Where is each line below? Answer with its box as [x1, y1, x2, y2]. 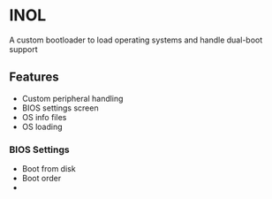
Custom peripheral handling [21, 93, 124, 103]
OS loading [21, 121, 64, 132]
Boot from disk [21, 164, 77, 174]
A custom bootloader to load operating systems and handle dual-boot [9, 34, 263, 45]
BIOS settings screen [21, 103, 99, 113]
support [9, 43, 38, 54]
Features [9, 70, 59, 85]
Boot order [21, 173, 62, 184]
